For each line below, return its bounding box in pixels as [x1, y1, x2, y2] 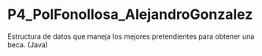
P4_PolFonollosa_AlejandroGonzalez [7, 6, 253, 24]
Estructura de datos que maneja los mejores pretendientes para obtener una [7, 32, 255, 41]
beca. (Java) [7, 39, 49, 49]
